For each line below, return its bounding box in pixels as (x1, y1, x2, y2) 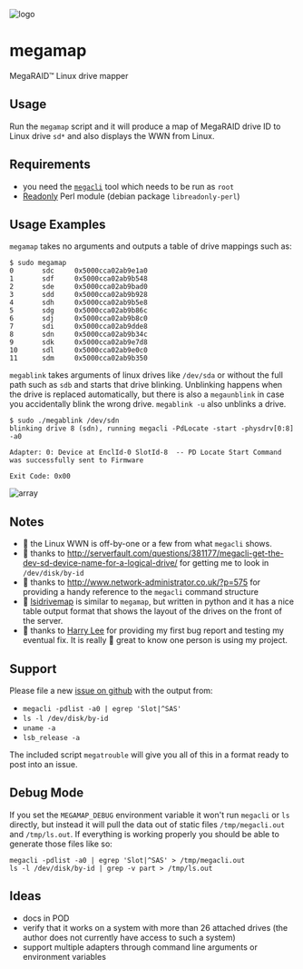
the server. (22, 616, 64, 627)
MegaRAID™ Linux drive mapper (9, 70, 129, 81)
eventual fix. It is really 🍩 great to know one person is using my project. (22, 635, 288, 646)
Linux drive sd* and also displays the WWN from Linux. (9, 130, 215, 141)
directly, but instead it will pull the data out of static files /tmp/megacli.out (9, 818, 286, 830)
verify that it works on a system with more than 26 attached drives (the (22, 922, 288, 933)
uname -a (22, 724, 56, 733)
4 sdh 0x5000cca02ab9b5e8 (9, 298, 148, 308)
